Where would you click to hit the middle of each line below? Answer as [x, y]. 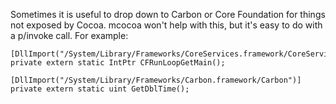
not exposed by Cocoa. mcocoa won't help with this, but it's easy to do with [166, 25]
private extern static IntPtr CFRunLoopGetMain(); [118, 63]
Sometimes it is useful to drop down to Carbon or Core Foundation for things [168, 14]
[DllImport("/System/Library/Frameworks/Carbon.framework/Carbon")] [156, 80]
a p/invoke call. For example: [69, 35]
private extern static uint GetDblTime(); [100, 89]
